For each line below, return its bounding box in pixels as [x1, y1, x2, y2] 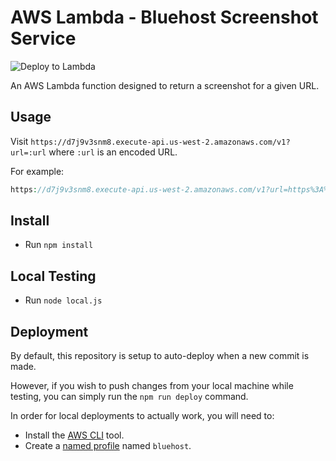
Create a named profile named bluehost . [24, 440, 192, 452]
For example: [10, 165, 65, 177]
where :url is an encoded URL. [48, 146, 178, 158]
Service [10, 27, 77, 50]
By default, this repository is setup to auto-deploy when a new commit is [10, 350, 310, 362]
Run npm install [24, 239, 94, 251]
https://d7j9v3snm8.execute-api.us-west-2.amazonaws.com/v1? [30, 137, 291, 147]
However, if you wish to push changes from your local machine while [10, 380, 294, 392]
